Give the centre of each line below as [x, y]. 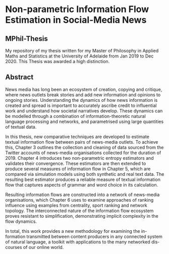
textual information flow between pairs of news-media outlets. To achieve [82, 142]
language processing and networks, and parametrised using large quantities [84, 121]
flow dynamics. [21, 221]
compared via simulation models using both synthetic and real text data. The [85, 174]
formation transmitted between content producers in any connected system [84, 236]
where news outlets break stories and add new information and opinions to [83, 95]
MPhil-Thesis [26, 39]
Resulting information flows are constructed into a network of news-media [82, 195]
